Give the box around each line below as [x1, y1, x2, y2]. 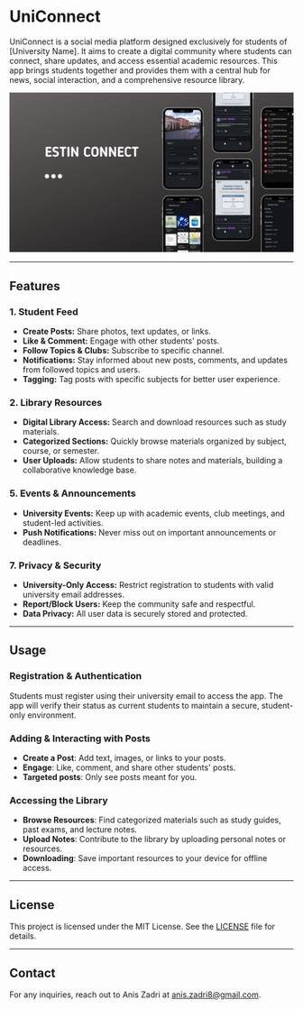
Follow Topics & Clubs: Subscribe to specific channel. [22, 345, 225, 356]
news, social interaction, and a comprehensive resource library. [9, 74, 245, 85]
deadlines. [22, 537, 61, 547]
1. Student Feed [9, 305, 78, 317]
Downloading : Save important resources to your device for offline [22, 853, 268, 864]
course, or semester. [22, 445, 100, 456]
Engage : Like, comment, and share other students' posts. [22, 762, 236, 773]
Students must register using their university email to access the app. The [9, 690, 284, 701]
